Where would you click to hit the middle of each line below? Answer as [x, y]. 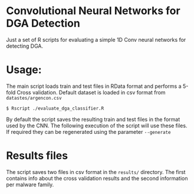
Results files [37, 156]
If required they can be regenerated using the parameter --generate [88, 131]
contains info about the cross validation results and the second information [97, 178]
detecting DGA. [25, 46]
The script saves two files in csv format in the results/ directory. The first [96, 172]
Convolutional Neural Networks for [93, 11]
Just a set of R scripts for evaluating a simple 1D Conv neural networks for [96, 40]
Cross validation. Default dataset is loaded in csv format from [91, 92]
